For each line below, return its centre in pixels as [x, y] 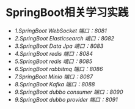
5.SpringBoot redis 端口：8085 [53, 61]
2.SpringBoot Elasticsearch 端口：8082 [64, 38]
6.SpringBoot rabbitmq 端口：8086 [59, 69]
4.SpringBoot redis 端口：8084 [53, 53]
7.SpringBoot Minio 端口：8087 [53, 77]
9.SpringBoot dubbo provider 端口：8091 [66, 99]
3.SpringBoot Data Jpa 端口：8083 [59, 46]
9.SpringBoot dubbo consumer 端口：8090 [69, 92]
